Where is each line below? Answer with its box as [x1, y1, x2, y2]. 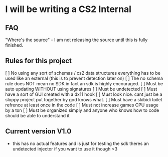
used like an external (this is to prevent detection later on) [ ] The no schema [5, 75, 163, 81]
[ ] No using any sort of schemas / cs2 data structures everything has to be [5, 70, 160, 76]
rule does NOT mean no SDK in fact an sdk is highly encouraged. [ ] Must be [5, 80, 163, 86]
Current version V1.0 [5, 127, 72, 136]
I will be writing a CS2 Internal [5, 4, 132, 15]
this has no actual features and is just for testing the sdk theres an [12, 140, 149, 146]
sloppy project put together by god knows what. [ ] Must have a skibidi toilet [5, 96, 162, 102]
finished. [5, 42, 24, 48]
